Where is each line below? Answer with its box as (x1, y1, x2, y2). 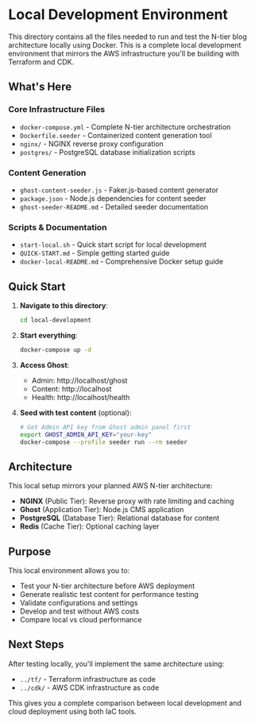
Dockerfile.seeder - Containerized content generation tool (19, 130, 212, 140)
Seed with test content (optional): (19, 407, 132, 418)
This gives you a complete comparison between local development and (8, 698, 242, 707)
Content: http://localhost (31, 383, 112, 394)
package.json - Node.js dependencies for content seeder (19, 193, 207, 203)
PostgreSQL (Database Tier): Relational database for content (19, 514, 220, 523)
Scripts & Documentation (8, 221, 107, 233)
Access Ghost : (19, 360, 70, 370)
